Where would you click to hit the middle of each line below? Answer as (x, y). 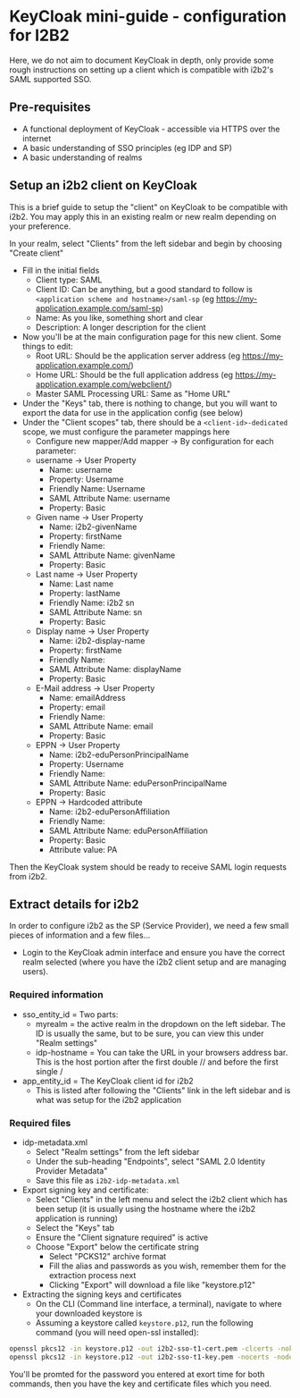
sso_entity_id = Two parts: (70, 1014)
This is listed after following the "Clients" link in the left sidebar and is (163, 1090)
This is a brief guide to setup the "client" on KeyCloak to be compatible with (149, 206)
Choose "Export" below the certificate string (117, 1246)
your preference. (40, 226)
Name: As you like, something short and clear (119, 317)
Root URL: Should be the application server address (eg (138, 356)
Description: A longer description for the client (121, 327)
